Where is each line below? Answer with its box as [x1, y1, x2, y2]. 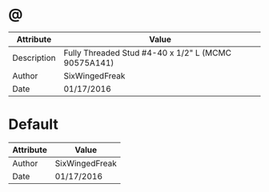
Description [12, 52, 56, 63]
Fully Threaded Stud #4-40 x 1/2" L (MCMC [63, 47, 232, 58]
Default [8, 115, 58, 134]
